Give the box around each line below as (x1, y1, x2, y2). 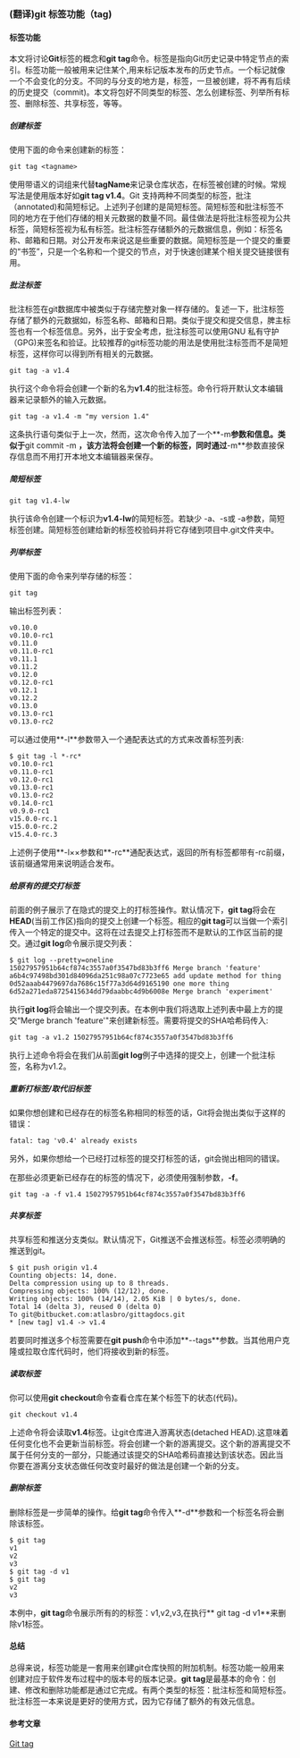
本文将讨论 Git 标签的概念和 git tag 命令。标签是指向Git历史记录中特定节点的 (9, 54, 282, 64)
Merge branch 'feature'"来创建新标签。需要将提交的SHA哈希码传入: (21, 1015, 269, 1026)
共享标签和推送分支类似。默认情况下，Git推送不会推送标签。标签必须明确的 (9, 1234, 286, 1245)
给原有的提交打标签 (9, 880, 80, 891)
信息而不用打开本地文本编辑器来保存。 (16, 452, 158, 462)
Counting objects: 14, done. (9, 1271, 118, 1280)
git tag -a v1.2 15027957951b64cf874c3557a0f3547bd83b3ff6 (9, 1033, 234, 1042)
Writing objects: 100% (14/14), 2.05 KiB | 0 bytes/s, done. (9, 1294, 242, 1303)
